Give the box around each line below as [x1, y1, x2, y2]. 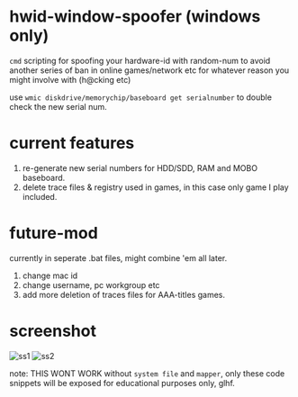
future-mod [9, 223, 99, 244]
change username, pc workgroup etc [22, 279, 160, 290]
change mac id [22, 270, 78, 281]
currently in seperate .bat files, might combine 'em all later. [9, 252, 228, 263]
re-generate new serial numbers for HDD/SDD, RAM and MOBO [22, 162, 258, 173]
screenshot [9, 321, 97, 341]
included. [22, 191, 58, 202]
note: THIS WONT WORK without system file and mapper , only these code [9, 367, 285, 379]
